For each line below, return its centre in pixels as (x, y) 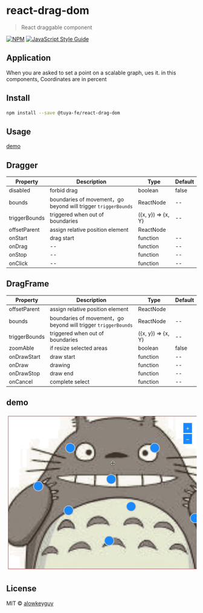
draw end (62, 373)
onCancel (21, 382)
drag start (62, 238)
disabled (19, 190)
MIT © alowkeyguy (30, 603)
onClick (18, 263)
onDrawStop (24, 373)
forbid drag (64, 190)
